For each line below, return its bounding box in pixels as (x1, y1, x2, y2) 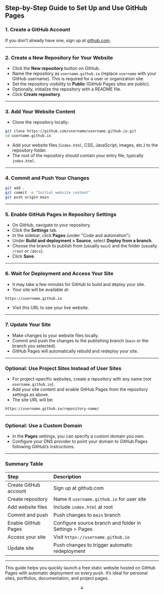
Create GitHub (7, 481, 41, 488)
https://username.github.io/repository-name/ (5, 406, 99, 411)
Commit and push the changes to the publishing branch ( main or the (12, 337, 149, 343)
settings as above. (12, 392, 49, 398)
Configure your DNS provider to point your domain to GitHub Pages (12, 438, 148, 445)
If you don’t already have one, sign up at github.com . (5, 37, 111, 43)
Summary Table (5, 460, 43, 467)
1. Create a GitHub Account (5, 26, 71, 33)
